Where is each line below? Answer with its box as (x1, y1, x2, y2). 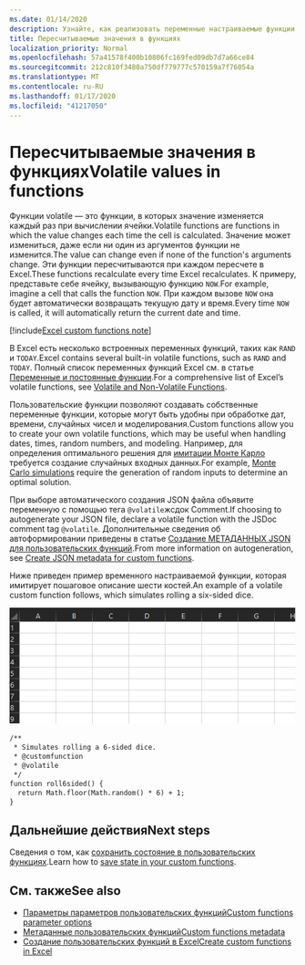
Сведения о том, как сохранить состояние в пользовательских (9, 846, 256, 857)
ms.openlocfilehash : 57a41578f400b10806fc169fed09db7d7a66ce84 (9, 53, 255, 63)
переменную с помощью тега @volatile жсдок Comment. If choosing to (9, 504, 282, 515)
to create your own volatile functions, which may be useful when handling (9, 429, 287, 440)
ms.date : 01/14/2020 (9, 15, 88, 24)
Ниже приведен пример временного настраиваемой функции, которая (9, 570, 287, 581)
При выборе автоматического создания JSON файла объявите (9, 494, 255, 505)
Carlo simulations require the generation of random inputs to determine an (9, 467, 289, 478)
